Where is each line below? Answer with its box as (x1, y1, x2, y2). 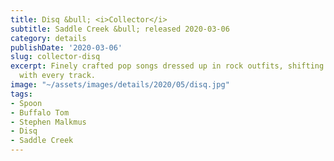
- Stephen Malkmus (10, 117, 87, 127)
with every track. (19, 71, 97, 81)
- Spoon (10, 98, 43, 108)
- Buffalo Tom (10, 107, 70, 118)
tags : (10, 89, 33, 99)
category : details (10, 33, 87, 43)
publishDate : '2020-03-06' (10, 42, 123, 53)
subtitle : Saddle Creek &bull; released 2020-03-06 (10, 24, 230, 34)
